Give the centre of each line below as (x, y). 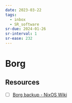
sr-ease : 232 (19, 39)
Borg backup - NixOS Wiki (40, 94)
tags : (11, 15)
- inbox (18, 19)
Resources (22, 82)
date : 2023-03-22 (23, 10)
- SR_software (24, 24)
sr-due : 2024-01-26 (26, 29)
